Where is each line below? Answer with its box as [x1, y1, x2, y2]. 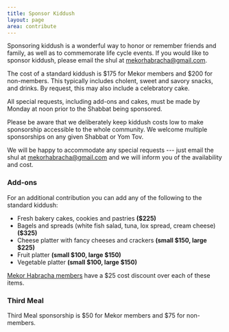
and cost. [7, 161, 34, 169]
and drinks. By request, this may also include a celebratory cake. [7, 84, 190, 93]
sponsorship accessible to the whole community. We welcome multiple [7, 125, 208, 134]
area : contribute [7, 23, 57, 30]
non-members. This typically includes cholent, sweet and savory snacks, [7, 77, 214, 85]
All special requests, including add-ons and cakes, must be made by [7, 98, 200, 106]
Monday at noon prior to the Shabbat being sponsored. [7, 104, 162, 113]
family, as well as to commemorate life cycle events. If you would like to [7, 49, 209, 57]
